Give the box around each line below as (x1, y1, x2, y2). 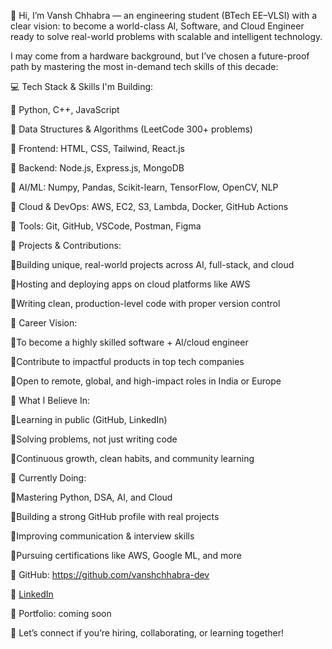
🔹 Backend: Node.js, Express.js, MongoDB (10, 162, 185, 174)
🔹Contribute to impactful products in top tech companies (10, 356, 245, 367)
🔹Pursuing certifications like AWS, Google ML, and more (10, 550, 242, 561)
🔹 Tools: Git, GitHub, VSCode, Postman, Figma (10, 220, 202, 232)
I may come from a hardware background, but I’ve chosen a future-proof (10, 50, 310, 62)
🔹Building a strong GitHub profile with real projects (10, 511, 220, 522)
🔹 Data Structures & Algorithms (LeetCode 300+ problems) (10, 123, 253, 135)
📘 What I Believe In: (10, 395, 91, 406)
